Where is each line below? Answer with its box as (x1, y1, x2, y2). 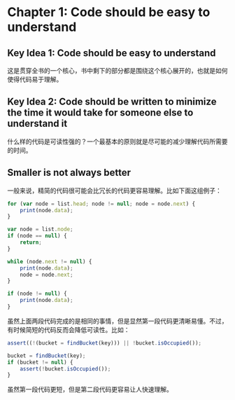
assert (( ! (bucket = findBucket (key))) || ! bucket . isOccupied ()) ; (7, 339, 201, 347)
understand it (7, 118, 68, 130)
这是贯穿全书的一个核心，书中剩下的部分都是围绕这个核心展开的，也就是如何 (7, 67, 228, 74)
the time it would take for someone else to (7, 106, 194, 119)
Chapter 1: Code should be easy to (7, 4, 211, 20)
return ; (20, 239, 42, 246)
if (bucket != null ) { (7, 359, 73, 366)
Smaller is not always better (7, 167, 131, 179)
